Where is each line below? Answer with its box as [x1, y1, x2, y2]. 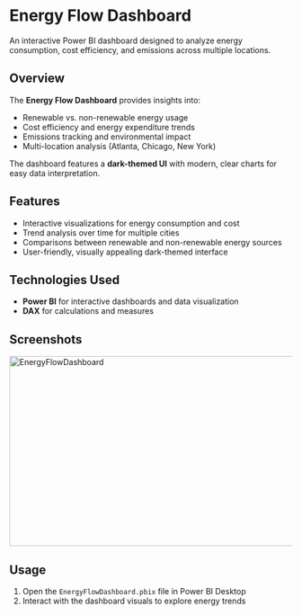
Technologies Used [9, 272, 120, 288]
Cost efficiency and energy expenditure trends [22, 121, 196, 132]
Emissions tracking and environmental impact [22, 131, 191, 142]
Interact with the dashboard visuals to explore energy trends [22, 595, 246, 606]
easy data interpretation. [9, 167, 101, 178]
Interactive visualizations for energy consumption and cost [22, 218, 240, 228]
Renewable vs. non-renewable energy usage [22, 111, 189, 122]
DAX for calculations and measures [22, 306, 155, 316]
